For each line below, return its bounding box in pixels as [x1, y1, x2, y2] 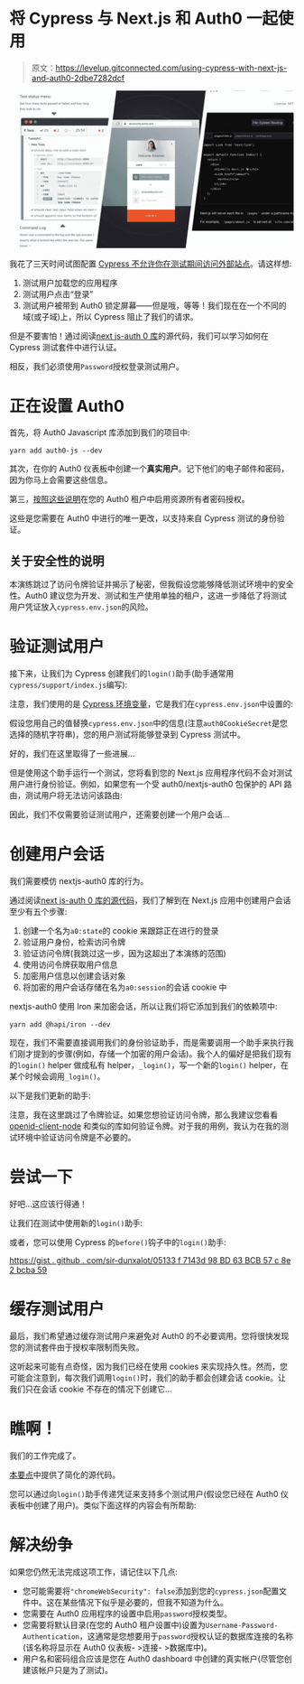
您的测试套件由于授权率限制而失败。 [9, 1342, 144, 1353]
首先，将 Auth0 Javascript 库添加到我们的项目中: [9, 427, 191, 438]
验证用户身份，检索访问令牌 [22, 936, 126, 948]
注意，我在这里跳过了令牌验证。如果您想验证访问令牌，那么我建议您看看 [9, 1110, 278, 1121]
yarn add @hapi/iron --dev [9, 1020, 111, 1029]
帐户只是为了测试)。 [38, 1664, 113, 1675]
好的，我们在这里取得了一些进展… [9, 749, 135, 759]
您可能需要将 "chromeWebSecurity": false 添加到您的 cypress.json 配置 [22, 1586, 280, 1596]
